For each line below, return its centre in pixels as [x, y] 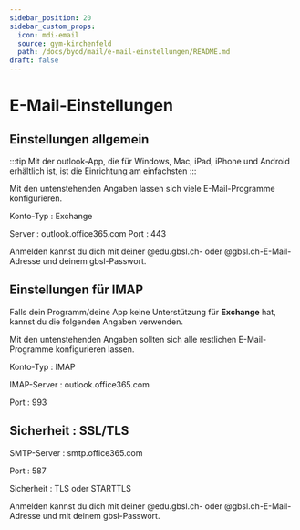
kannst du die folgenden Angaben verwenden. [97, 322]
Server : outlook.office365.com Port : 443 [88, 233]
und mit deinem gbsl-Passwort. [101, 515]
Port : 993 [28, 402]
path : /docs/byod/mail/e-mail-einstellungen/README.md [124, 52]
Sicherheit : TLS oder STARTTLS [71, 488]
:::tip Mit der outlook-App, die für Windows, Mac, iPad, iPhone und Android [150, 161]
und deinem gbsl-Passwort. [94, 261]
